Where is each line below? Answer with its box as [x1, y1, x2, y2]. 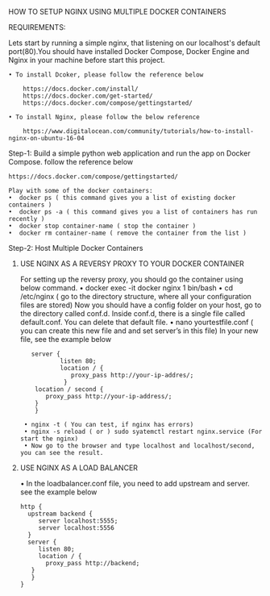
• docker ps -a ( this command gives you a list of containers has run [8, 208, 258, 216]
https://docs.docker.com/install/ [23, 85, 139, 93]
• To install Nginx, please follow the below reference [8, 113, 200, 121]
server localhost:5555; [38, 517, 118, 525]
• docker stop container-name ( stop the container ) [8, 222, 197, 230]
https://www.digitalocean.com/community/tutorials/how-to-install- [23, 127, 254, 135]
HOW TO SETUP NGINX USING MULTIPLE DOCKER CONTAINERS [8, 7, 226, 16]
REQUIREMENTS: [8, 23, 66, 31]
